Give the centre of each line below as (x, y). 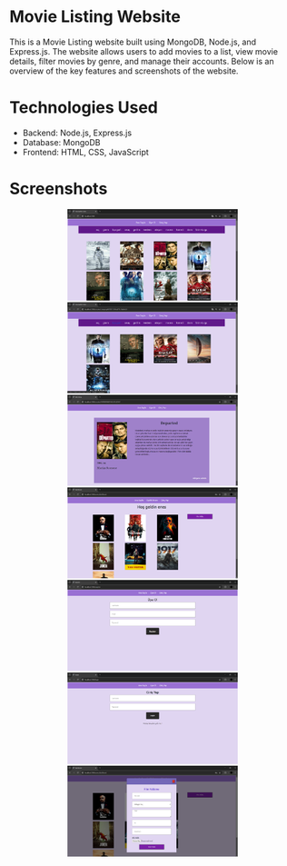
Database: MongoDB (61, 142)
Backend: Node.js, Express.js (77, 133)
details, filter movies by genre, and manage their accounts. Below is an (142, 61)
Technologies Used (84, 108)
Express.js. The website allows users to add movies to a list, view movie (144, 51)
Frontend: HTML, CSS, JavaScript (86, 152)
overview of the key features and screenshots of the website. (124, 71)
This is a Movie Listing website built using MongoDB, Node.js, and (133, 42)
